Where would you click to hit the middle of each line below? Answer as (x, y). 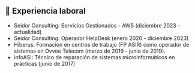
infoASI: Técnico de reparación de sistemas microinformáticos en (94, 57)
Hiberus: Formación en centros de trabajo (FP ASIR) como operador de (101, 44)
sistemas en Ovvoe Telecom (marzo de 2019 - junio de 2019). (89, 51)
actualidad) (28, 32)
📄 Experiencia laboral (45, 11)
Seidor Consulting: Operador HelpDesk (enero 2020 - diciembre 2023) (101, 38)
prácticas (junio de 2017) (44, 63)
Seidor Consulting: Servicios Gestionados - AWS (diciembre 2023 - (97, 25)
